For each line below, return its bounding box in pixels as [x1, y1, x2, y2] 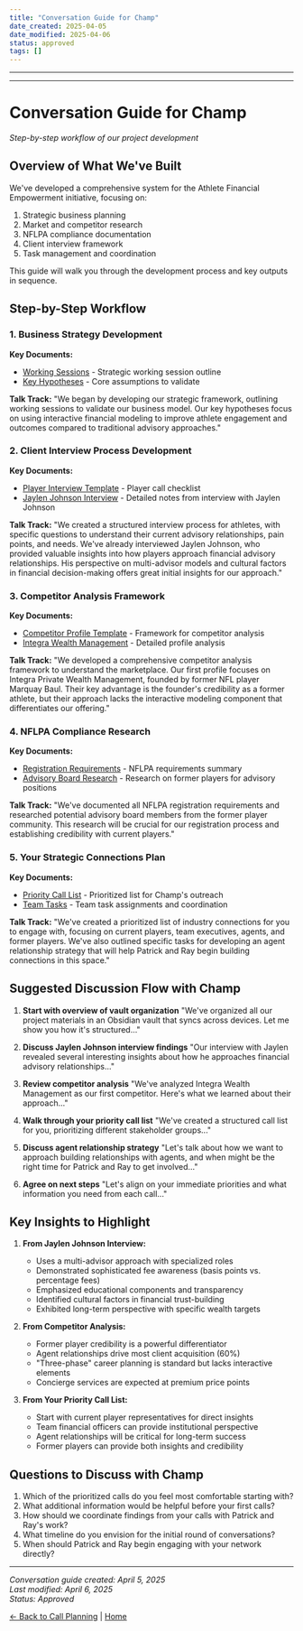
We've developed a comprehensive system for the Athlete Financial [9, 182, 260, 193]
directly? [22, 1549, 56, 1560]
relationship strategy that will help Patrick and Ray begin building [9, 945, 251, 956]
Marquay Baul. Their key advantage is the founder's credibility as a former [9, 683, 286, 695]
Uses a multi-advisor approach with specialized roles [35, 1256, 234, 1266]
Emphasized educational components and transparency [35, 1284, 243, 1295]
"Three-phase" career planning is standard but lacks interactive [35, 1358, 273, 1368]
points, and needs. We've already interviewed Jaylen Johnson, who [9, 538, 261, 549]
